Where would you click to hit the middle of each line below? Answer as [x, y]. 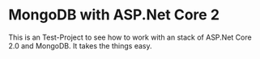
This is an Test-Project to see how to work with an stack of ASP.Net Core [130, 37]
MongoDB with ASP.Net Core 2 [114, 15]
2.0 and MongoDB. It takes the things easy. [80, 45]
